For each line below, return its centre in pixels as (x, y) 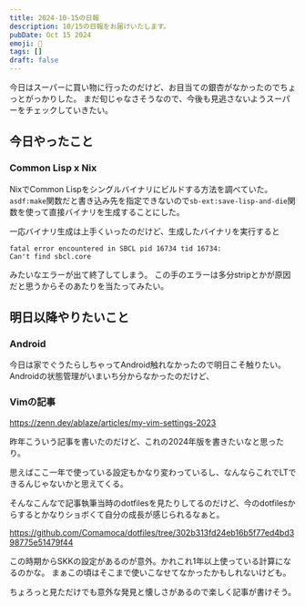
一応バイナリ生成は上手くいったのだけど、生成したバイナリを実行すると (145, 231)
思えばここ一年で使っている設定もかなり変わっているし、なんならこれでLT (149, 472)
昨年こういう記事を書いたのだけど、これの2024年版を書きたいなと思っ (143, 441)
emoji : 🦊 (26, 43)
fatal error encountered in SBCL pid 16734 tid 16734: (116, 248)
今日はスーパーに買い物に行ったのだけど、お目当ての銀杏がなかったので (145, 87)
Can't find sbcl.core (51, 256)
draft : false (34, 60)
